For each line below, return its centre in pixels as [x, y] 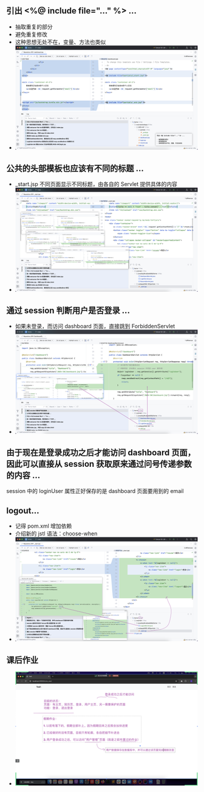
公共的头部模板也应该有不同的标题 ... [75, 168]
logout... [23, 510]
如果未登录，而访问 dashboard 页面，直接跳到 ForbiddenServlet [95, 326]
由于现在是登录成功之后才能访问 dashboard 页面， [101, 453]
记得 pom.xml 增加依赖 [43, 526]
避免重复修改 [31, 34]
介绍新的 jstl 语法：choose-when [56, 534]
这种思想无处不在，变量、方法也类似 [60, 42]
